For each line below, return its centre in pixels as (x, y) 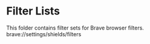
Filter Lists (33, 11)
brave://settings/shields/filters (44, 34)
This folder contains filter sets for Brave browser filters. (75, 28)
